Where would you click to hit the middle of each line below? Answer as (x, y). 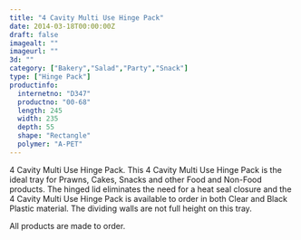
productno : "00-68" (54, 102)
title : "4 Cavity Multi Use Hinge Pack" (87, 18)
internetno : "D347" (54, 93)
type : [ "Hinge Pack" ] (50, 77)
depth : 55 (36, 128)
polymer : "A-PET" (50, 144)
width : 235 (38, 119)
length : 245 (40, 110)
